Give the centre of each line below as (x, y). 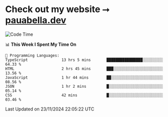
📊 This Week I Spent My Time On (41, 44)
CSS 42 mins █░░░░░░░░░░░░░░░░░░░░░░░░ (84, 95)
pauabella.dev (36, 20)
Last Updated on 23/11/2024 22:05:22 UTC (50, 109)
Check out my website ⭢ (57, 9)
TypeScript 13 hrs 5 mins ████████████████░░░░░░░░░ (84, 60)
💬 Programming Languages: (32, 55)
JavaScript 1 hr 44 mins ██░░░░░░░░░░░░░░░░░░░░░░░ (84, 77)
